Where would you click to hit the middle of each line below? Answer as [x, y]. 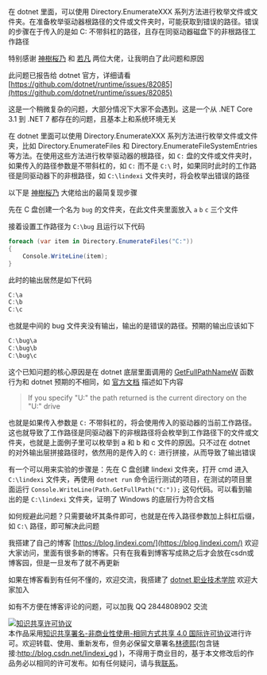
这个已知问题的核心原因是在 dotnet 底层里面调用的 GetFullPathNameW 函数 [131, 371]
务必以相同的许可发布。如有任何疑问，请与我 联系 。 [99, 663]
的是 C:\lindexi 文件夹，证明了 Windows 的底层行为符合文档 [114, 498]
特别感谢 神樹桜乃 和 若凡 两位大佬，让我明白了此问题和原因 [106, 58]
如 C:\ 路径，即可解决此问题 [54, 526]
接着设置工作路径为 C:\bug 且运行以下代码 [77, 226]
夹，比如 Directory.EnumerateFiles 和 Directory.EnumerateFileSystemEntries [133, 146]
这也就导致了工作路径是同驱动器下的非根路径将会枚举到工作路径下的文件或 [130, 433]
